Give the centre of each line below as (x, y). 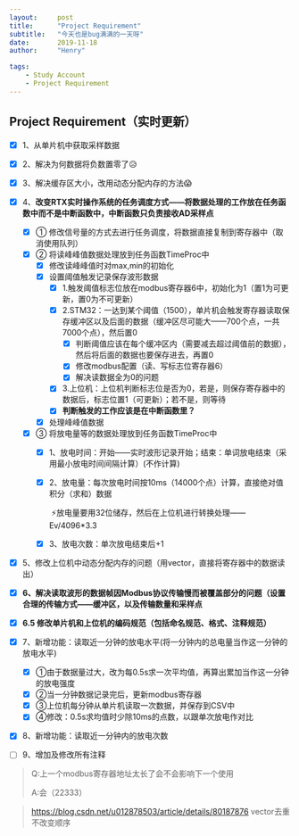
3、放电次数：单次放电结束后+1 (106, 543)
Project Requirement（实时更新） (103, 122)
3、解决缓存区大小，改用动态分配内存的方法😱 (107, 183)
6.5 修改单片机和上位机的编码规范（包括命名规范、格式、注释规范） (147, 623)
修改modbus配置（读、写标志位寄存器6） (152, 366)
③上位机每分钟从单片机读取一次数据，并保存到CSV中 (135, 706)
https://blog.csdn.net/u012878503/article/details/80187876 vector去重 (160, 812)
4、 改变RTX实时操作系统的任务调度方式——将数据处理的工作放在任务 (150, 202)
